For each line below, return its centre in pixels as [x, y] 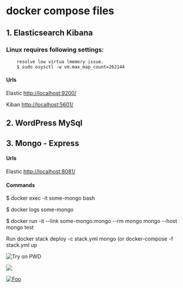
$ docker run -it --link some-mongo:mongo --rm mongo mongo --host [92, 221]
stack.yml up [21, 245]
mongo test [20, 227]
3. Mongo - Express [43, 143]
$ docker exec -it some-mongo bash [51, 198]
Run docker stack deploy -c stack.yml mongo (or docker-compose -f [90, 239]
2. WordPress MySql [44, 123]
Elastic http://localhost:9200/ [41, 93]
